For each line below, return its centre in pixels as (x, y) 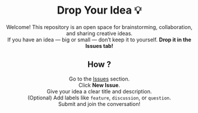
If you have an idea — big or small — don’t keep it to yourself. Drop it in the (99, 40)
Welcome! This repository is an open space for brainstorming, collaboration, (99, 27)
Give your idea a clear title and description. (99, 91)
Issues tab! (99, 46)
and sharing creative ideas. (99, 33)
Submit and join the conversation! (99, 104)
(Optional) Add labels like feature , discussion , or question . (99, 98)
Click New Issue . (99, 85)
